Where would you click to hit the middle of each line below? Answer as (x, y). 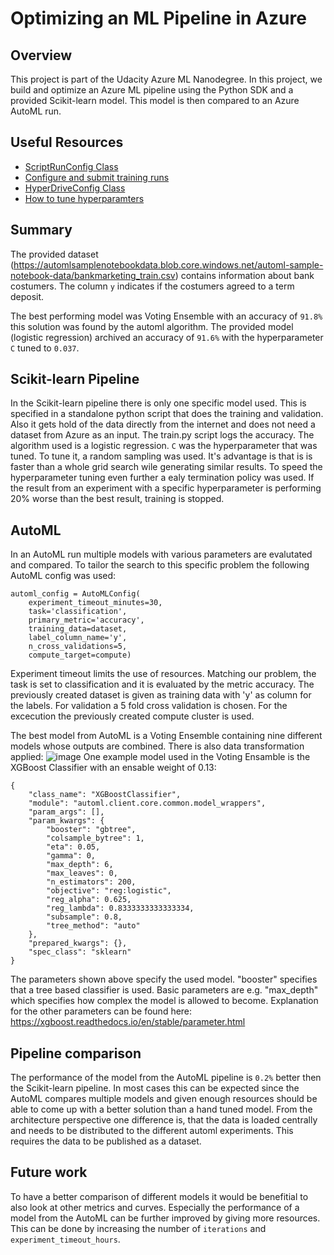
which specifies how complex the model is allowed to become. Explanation (164, 1001)
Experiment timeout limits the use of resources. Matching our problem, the (163, 674)
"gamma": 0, (71, 856)
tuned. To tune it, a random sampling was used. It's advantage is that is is (161, 456)
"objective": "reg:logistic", (109, 891)
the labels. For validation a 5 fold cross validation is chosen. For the (149, 706)
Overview (41, 55)
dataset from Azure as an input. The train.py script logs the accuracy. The (162, 435)
